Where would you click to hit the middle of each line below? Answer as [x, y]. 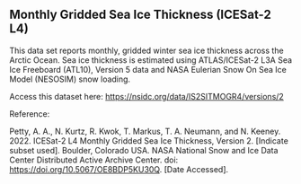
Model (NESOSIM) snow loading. [70, 79]
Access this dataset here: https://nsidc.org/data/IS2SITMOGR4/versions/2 [147, 96]
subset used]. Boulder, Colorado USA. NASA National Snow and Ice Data [144, 150]
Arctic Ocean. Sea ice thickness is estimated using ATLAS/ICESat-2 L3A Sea [151, 60]
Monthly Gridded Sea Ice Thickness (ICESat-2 [140, 15]
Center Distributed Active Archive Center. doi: [94, 160]
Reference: [30, 114]
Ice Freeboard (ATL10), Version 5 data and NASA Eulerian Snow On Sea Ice [148, 69]
